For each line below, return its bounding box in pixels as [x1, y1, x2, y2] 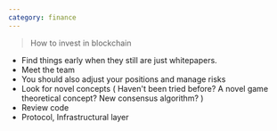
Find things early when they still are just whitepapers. [20, 54, 217, 65]
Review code [20, 102, 69, 112]
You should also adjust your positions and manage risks [20, 73, 226, 85]
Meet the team [20, 64, 76, 75]
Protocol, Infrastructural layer [20, 111, 130, 122]
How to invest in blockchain [29, 37, 132, 48]
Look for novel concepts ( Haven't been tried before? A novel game [20, 83, 269, 94]
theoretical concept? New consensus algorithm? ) [20, 93, 204, 103]
